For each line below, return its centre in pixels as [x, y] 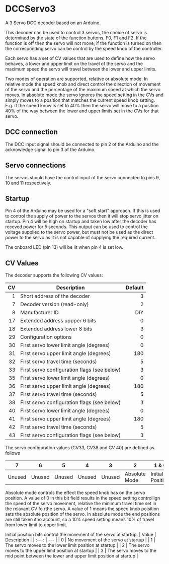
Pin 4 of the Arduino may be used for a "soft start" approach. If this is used [83, 211]
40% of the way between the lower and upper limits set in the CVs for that [82, 111]
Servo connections [36, 165]
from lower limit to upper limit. [36, 525]
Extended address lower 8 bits [56, 329]
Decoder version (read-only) [54, 304]
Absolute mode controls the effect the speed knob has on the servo [75, 493]
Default [135, 288]
